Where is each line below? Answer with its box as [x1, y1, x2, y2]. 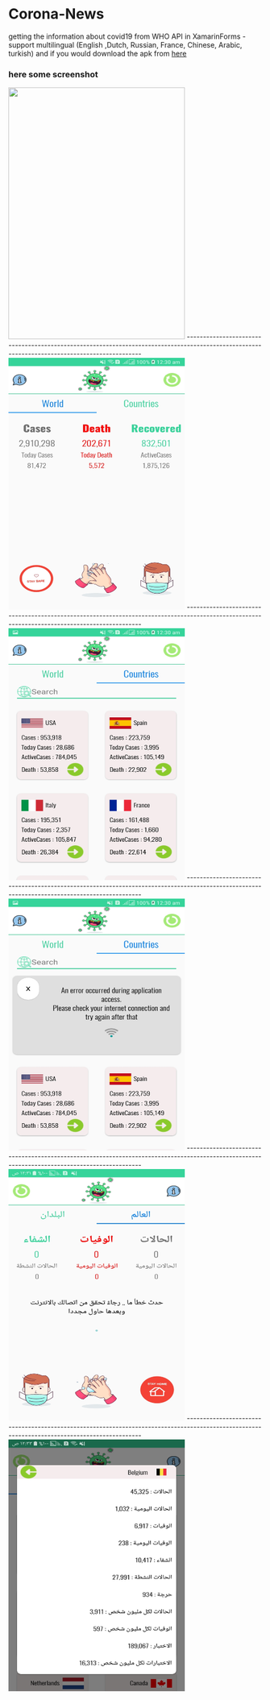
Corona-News [8, 5, 105, 23]
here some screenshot [8, 68, 98, 80]
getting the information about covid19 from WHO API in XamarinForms [8, 31, 241, 41]
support [8, 39, 35, 49]
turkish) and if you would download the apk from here [8, 48, 187, 58]
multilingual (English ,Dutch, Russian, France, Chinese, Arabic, [35, 39, 243, 49]
